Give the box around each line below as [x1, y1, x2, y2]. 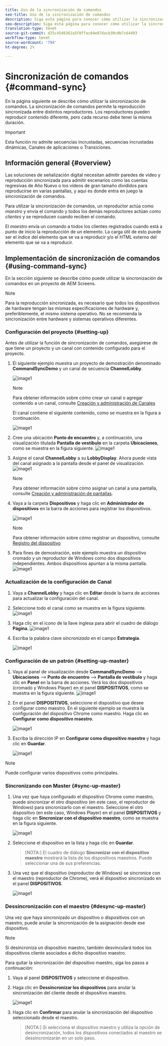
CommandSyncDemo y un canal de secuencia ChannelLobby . [12, 366, 143, 372]
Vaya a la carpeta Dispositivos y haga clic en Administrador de [12, 500, 144, 506]
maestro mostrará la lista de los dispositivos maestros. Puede [24, 855, 152, 861]
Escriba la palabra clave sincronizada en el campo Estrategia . [12, 635, 141, 641]
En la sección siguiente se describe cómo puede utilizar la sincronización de [5, 275, 162, 281]
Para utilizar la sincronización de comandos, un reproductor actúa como [5, 203, 154, 209]
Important [5, 129, 25, 135]
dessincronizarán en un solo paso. [24, 1035, 96, 1041]
